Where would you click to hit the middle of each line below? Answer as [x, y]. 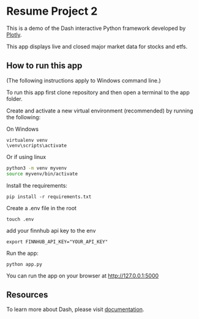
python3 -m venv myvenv [37, 168]
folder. [14, 98]
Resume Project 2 [52, 11]
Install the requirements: [37, 185]
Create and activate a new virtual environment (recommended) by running [100, 111]
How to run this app [44, 66]
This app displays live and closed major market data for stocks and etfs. [97, 46]
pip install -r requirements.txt [49, 197]
